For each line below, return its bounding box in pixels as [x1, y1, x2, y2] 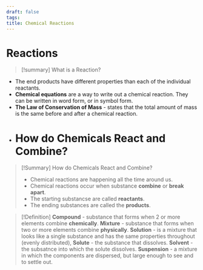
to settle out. [21, 258, 53, 266]
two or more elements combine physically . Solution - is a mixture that [21, 226, 197, 234]
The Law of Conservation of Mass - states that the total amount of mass [15, 104, 198, 111]
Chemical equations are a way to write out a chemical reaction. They [15, 91, 188, 98]
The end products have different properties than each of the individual [15, 78, 191, 85]
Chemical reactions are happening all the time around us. [30, 176, 173, 183]
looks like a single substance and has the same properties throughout [21, 232, 195, 240]
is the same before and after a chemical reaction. [15, 110, 138, 117]
